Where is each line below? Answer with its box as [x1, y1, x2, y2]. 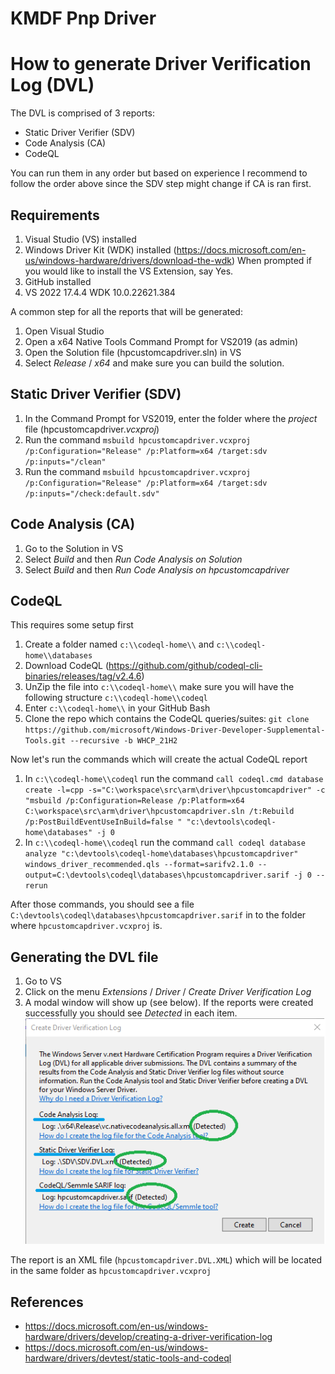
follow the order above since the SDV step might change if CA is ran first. [10, 178, 312, 190]
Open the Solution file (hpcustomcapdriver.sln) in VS [24, 346, 242, 358]
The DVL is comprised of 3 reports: [10, 107, 155, 119]
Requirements [10, 207, 100, 224]
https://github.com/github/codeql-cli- [108, 660, 263, 672]
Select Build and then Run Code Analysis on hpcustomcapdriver [24, 563, 290, 576]
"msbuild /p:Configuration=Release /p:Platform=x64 [24, 796, 245, 806]
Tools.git [24, 736, 67, 746]
